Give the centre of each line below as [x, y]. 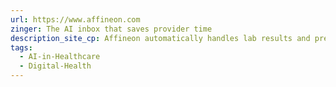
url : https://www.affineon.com [75, 19]
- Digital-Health [55, 66]
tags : [21, 47]
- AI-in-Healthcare [60, 57]
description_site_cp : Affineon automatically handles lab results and [160, 38]
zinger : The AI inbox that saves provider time [111, 29]
